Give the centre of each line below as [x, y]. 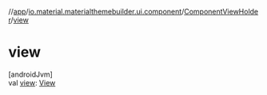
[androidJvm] [31, 74]
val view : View [32, 82]
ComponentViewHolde [221, 12]
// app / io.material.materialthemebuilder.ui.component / [96, 12]
